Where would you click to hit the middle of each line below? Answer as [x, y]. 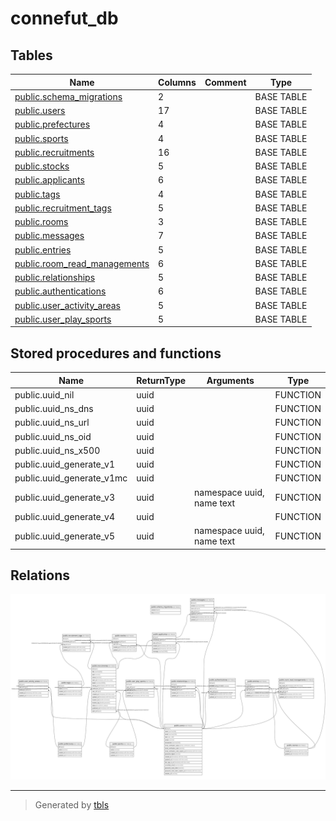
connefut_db [64, 18]
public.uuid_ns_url [52, 423]
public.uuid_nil [44, 394]
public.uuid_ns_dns [54, 409]
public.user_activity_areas [67, 305]
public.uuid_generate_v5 [65, 536]
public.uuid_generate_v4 [65, 516]
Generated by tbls [72, 804]
